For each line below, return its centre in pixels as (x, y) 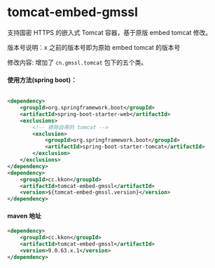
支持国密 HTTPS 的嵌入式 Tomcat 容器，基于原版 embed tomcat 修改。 (110, 32)
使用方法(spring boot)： (42, 80)
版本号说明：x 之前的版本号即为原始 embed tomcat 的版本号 (94, 47)
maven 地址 (25, 215)
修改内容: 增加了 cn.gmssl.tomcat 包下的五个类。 (77, 62)
